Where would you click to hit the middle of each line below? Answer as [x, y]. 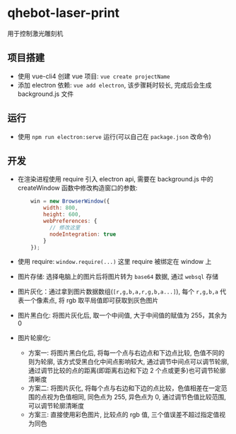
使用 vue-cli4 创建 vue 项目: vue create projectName [94, 76]
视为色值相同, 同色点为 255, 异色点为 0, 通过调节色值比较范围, [136, 397]
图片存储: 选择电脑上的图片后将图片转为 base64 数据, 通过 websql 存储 [118, 277]
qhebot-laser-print [64, 13]
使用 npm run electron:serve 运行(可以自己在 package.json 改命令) [114, 136]
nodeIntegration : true [83, 234]
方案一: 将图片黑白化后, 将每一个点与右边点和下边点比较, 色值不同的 [126, 353]
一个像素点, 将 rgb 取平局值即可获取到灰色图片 [91, 301]
